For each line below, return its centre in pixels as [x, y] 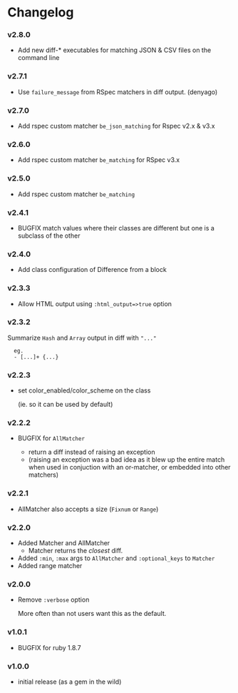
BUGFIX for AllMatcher [51, 438]
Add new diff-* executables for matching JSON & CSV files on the [114, 50]
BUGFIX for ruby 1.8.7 [49, 647]
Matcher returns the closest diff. [76, 551]
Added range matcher [50, 566]
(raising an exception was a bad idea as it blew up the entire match [126, 460]
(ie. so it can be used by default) [65, 405]
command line [38, 58]
